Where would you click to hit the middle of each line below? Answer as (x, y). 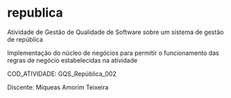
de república (25, 39)
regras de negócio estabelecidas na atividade (72, 60)
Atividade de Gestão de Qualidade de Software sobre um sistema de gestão (115, 32)
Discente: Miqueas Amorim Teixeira (58, 87)
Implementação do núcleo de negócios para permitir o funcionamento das (113, 53)
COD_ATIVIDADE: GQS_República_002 (62, 74)
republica (35, 13)
